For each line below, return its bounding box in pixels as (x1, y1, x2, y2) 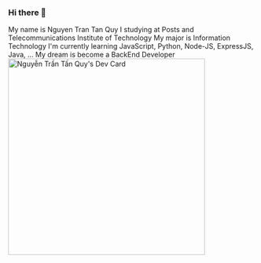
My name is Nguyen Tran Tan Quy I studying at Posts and (8, 25, 194, 35)
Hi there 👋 (8, 7, 47, 18)
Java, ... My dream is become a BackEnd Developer (8, 50, 175, 60)
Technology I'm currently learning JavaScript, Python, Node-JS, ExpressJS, (8, 42, 254, 51)
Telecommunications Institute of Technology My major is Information (8, 33, 230, 42)
